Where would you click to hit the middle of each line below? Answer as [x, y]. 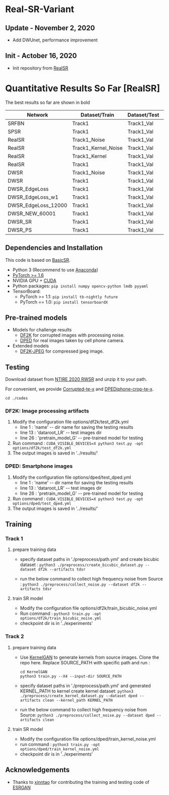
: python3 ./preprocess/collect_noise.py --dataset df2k [80, 584]
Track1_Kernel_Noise [98, 148]
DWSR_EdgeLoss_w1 [33, 197]
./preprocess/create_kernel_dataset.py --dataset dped [78, 696]
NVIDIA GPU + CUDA [34, 280]
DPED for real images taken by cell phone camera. [72, 340]
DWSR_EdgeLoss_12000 [37, 205]
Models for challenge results [42, 330]
